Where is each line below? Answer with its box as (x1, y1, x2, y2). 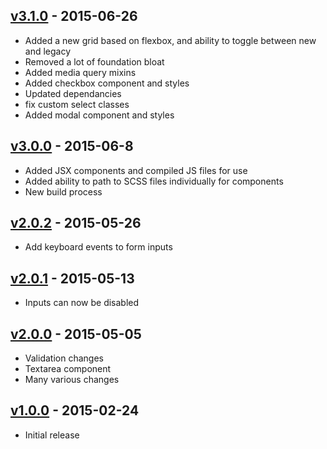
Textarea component (24, 363, 112, 375)
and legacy (24, 45, 72, 57)
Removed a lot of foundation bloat (24, 55, 165, 68)
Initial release (24, 429, 80, 441)
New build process (24, 185, 103, 198)
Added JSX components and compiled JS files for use (24, 164, 248, 176)
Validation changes (24, 352, 104, 364)
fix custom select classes (24, 98, 130, 110)
